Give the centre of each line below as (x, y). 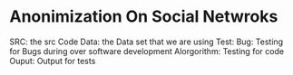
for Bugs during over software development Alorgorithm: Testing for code (146, 51)
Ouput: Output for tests (53, 61)
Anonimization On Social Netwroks (144, 17)
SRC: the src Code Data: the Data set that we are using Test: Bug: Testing (146, 42)
